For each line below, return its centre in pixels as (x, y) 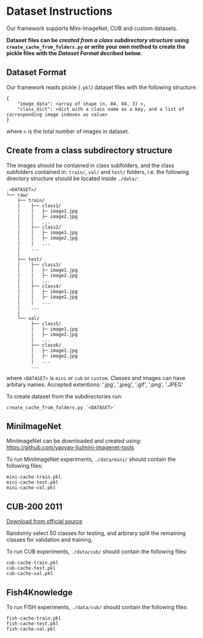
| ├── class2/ (39, 227)
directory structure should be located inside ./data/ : (72, 178)
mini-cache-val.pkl (31, 488)
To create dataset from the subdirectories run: (65, 396)
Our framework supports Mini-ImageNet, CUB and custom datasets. (92, 28)
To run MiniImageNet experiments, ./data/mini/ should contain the (91, 459)
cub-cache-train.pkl (33, 563)
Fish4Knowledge (39, 592)
